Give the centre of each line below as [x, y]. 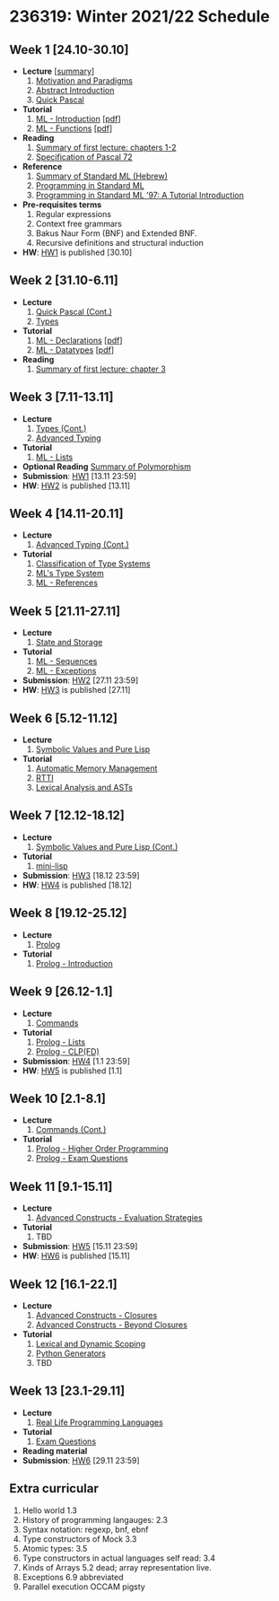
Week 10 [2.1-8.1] [57, 1098]
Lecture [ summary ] [58, 71]
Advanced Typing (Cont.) [83, 545]
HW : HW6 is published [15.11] [76, 1256]
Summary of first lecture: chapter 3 [100, 369]
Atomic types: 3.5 [55, 1548]
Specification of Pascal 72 [84, 157]
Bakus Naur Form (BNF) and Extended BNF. [116, 233]
